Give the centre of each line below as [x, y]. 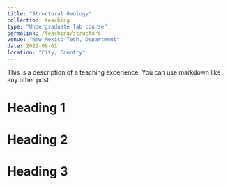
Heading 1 [37, 108]
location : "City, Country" [46, 53]
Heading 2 [38, 140]
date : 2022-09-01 [32, 46]
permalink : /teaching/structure [54, 33]
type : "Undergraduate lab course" [58, 26]
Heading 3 [38, 172]
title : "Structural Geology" [50, 14]
